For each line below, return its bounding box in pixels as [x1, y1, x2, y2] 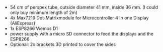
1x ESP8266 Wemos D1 [10, 25, 58, 31]
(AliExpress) [10, 20, 36, 26]
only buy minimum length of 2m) [10, 9, 78, 15]
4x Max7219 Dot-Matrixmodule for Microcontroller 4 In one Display [10, 15, 149, 20]
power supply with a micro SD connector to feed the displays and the [10, 31, 153, 36]
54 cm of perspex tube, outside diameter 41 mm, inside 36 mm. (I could [10, 4, 158, 10]
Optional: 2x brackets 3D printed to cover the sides [10, 41, 116, 47]
